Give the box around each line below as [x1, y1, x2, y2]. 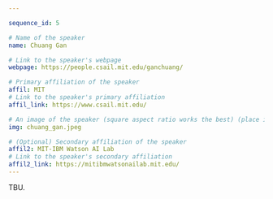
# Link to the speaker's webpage [8, 56, 122, 64]
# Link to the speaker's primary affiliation [8, 93, 165, 102]
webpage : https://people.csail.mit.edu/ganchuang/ [8, 63, 184, 71]
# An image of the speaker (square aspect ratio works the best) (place [8, 115, 260, 123]
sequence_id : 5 [8, 19, 60, 27]
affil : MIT [8, 86, 45, 94]
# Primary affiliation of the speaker [8, 78, 140, 86]
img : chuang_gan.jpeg [8, 123, 82, 131]
